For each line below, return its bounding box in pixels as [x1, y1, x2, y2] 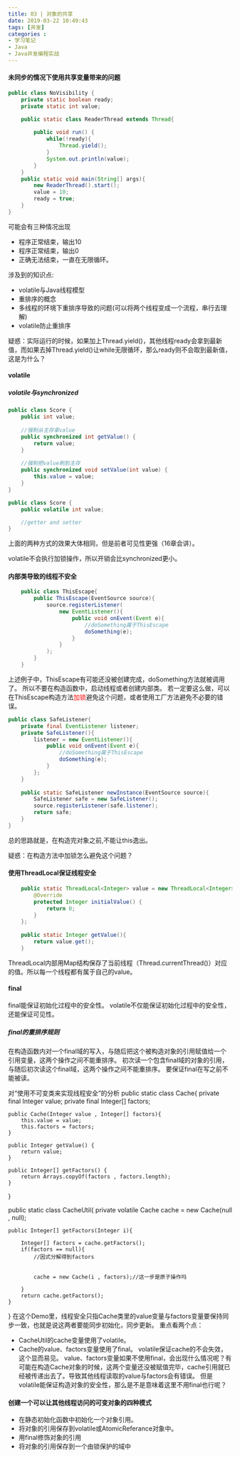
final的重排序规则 [8, 1027, 60, 1036]
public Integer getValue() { [8, 1142, 95, 1149]
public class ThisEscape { [21, 588, 98, 596]
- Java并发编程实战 [8, 51, 60, 58]
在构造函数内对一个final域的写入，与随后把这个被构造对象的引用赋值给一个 [8, 1047, 227, 1055]
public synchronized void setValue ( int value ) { [21, 467, 168, 474]
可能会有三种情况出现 [8, 222, 71, 230]
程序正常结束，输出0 [18, 246, 79, 255]
